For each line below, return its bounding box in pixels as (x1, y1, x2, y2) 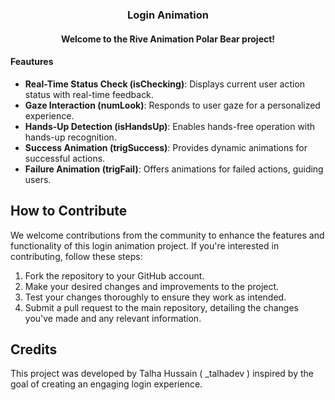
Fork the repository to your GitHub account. (24, 269, 205, 282)
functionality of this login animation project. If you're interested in (10, 239, 280, 252)
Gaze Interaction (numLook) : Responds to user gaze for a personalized (24, 99, 321, 111)
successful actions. (24, 152, 106, 164)
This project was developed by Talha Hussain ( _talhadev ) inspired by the (10, 368, 314, 380)
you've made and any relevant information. (24, 312, 202, 324)
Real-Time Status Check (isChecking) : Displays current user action (24, 78, 306, 90)
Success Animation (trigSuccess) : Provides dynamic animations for (24, 141, 308, 153)
